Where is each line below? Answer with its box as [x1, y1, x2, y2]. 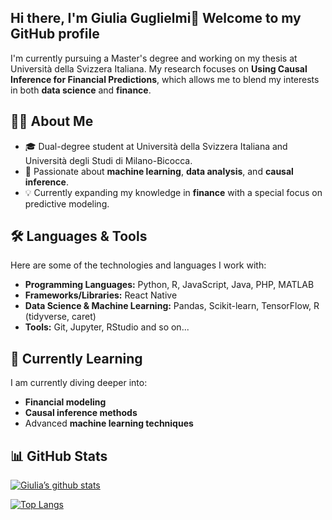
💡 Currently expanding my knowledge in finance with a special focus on [24, 186, 323, 198]
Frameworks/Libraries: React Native [24, 289, 178, 301]
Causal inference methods [24, 407, 138, 419]
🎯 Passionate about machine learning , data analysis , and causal [24, 165, 294, 177]
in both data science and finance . [10, 84, 152, 96]
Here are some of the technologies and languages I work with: [10, 259, 267, 271]
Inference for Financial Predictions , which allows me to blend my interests [10, 73, 320, 85]
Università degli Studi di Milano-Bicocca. [24, 154, 193, 166]
